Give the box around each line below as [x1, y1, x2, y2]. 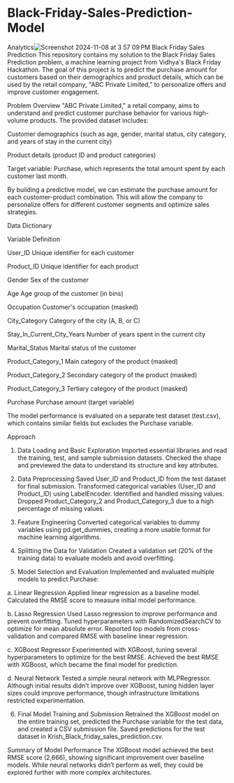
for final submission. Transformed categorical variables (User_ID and [17, 482, 216, 490]
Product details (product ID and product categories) [7, 151, 156, 159]
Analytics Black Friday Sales [7, 43, 205, 51]
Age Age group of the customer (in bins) [7, 289, 124, 297]
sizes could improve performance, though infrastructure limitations [7, 688, 200, 697]
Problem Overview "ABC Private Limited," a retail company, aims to [7, 101, 200, 109]
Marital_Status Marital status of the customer [7, 343, 137, 352]
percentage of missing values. [17, 504, 105, 512]
